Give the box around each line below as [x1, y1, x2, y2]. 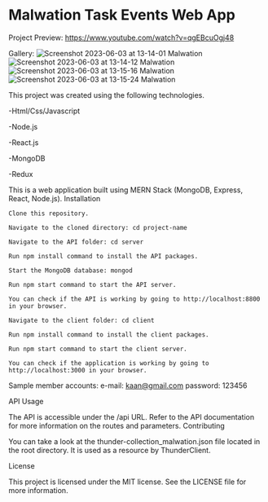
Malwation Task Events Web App [8, 6, 236, 24]
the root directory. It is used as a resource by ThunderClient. [8, 445, 211, 455]
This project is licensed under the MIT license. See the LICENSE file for [8, 477, 247, 487]
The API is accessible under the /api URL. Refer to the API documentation [8, 412, 255, 421]
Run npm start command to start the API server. [8, 280, 177, 288]
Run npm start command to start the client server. [8, 345, 187, 353]
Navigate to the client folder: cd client [8, 316, 155, 324]
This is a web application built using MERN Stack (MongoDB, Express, [8, 185, 243, 195]
